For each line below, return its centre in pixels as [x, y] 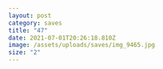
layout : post [30, 15]
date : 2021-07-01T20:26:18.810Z [62, 38]
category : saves [35, 23]
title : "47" [28, 30]
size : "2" [25, 52]
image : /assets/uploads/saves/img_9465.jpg [82, 45]
